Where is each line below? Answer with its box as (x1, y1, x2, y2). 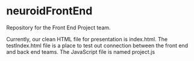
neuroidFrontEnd (6, 4, 93, 18)
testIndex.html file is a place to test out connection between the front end (6, 42, 189, 49)
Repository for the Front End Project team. (6, 24, 111, 31)
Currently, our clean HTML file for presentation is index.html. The (6, 35, 167, 42)
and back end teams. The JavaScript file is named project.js (6, 48, 155, 55)
